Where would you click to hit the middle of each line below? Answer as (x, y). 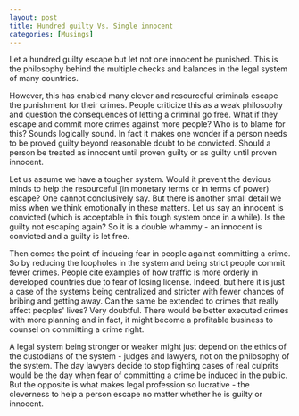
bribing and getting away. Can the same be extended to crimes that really (144, 301)
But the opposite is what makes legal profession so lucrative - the (129, 385)
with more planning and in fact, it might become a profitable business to (141, 320)
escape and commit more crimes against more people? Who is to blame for (147, 124)
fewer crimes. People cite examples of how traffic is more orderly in (134, 272)
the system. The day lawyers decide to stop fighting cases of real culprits (144, 366)
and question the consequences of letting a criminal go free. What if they (144, 115)
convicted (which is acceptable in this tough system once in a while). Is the (147, 217)
